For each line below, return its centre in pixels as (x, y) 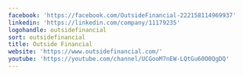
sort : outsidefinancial (47, 37)
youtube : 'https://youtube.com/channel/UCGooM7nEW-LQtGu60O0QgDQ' (119, 59)
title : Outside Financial (50, 45)
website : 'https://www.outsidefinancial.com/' (85, 52)
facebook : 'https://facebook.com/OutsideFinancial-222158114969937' (122, 15)
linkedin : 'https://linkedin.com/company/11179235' (94, 23)
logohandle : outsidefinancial (58, 30)
